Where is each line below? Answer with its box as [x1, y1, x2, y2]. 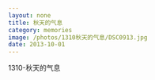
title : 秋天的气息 [8, 19, 63, 27]
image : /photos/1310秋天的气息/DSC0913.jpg [8, 33, 148, 42]
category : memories [8, 26, 73, 34]
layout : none [8, 11, 51, 20]
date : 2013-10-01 [8, 41, 66, 49]
